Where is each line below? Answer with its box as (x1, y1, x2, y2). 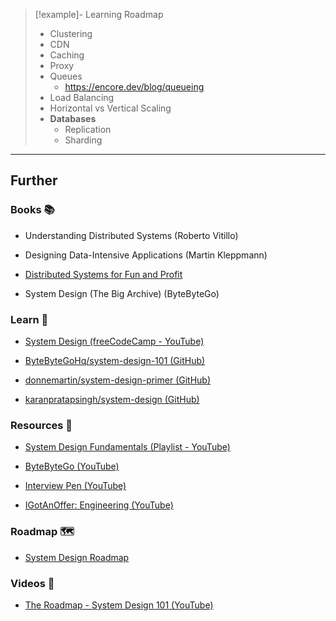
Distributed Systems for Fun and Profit (24, 268, 183, 280)
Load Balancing (49, 92, 115, 103)
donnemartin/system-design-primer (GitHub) (24, 374, 212, 386)
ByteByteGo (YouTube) (24, 460, 120, 473)
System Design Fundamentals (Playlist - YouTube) (24, 441, 231, 453)
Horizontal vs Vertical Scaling (49, 102, 172, 114)
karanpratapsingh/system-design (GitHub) (24, 393, 200, 405)
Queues (49, 70, 83, 82)
